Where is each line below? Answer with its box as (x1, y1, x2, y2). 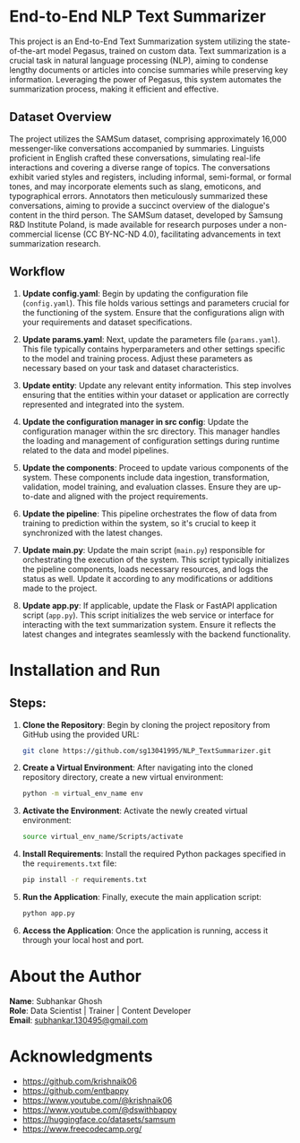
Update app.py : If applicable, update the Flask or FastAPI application (21, 600, 278, 610)
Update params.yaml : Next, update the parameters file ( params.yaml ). (21, 333, 280, 344)
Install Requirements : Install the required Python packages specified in (21, 849, 287, 860)
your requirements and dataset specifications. (21, 316, 193, 327)
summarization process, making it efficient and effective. (9, 83, 219, 94)
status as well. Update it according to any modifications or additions (21, 573, 273, 584)
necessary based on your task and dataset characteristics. (21, 362, 239, 373)
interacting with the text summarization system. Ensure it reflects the (21, 619, 276, 629)
